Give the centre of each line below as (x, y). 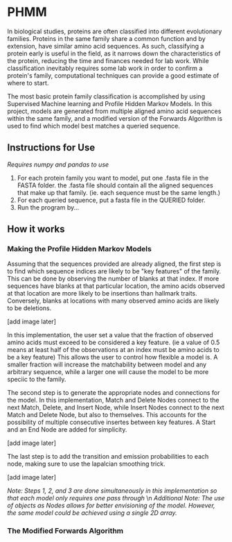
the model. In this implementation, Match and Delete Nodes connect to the (113, 400)
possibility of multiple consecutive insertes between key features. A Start (111, 422)
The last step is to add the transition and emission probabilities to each (108, 457)
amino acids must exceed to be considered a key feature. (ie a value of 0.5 (114, 342)
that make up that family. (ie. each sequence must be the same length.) (118, 192)
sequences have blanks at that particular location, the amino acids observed (116, 286)
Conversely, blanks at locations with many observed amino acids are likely (113, 301)
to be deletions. (29, 308)
